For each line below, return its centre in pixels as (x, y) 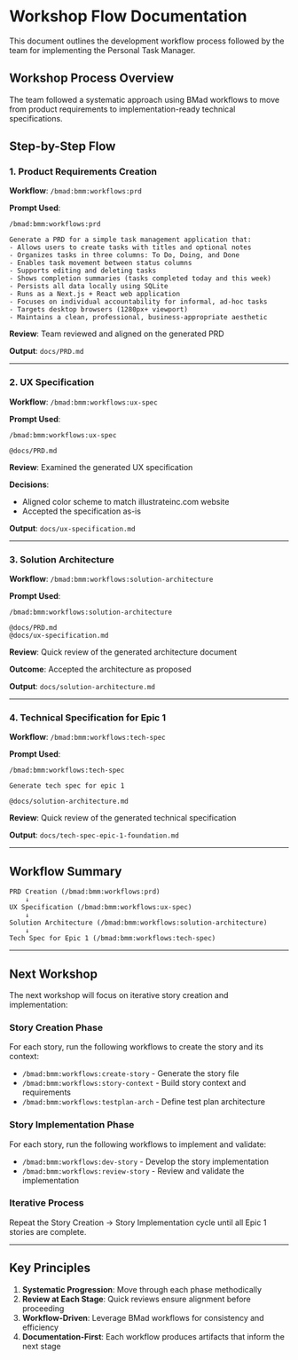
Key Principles (50, 1268)
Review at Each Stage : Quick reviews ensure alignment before (136, 1299)
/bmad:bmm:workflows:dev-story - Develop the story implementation (145, 1161)
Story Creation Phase (56, 1027)
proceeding (43, 1308)
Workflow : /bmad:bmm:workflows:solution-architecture (111, 579)
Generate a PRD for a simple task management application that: (130, 240)
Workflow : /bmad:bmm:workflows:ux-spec (83, 402)
